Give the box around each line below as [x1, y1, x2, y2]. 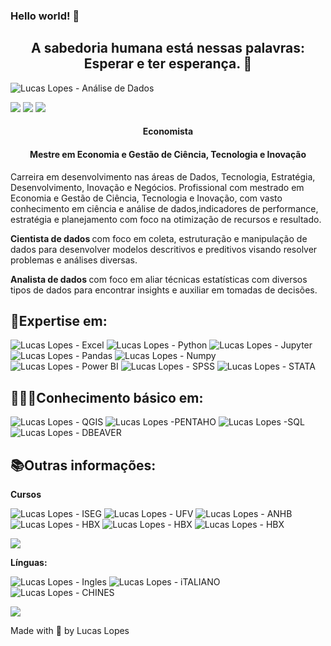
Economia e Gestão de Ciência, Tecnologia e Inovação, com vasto [10, 192, 283, 204]
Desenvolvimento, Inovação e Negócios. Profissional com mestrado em [10, 181, 305, 193]
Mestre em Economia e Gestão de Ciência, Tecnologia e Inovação [29, 148, 307, 160]
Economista [142, 125, 194, 138]
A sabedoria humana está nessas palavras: [31, 40, 305, 57]
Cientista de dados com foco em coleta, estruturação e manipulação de [10, 232, 308, 244]
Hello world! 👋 [10, 9, 80, 23]
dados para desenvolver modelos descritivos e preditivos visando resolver [10, 243, 318, 255]
